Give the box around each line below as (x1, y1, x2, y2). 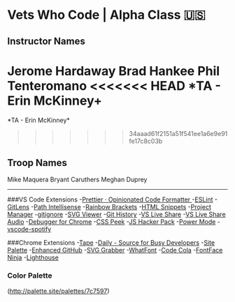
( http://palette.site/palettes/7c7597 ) (7, 287, 110, 295)
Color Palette (7, 271, 52, 280)
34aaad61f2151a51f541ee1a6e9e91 (129, 129, 228, 137)
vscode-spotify (7, 225, 52, 234)
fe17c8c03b (129, 137, 163, 145)
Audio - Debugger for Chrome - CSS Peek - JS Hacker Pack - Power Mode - (7, 218, 220, 226)
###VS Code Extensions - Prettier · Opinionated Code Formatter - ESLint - (7, 195, 218, 204)
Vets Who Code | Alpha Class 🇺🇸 (7, 7, 206, 23)
